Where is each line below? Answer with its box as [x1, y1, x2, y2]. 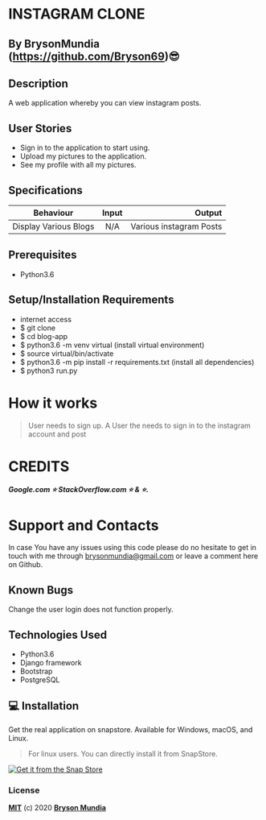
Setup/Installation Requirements [8, 293, 174, 307]
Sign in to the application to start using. [19, 143, 150, 153]
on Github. [8, 560, 43, 569]
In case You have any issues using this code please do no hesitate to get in [8, 543, 257, 553]
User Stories [8, 122, 72, 135]
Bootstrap [19, 666, 53, 676]
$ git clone [19, 323, 56, 333]
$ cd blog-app [19, 331, 68, 341]
